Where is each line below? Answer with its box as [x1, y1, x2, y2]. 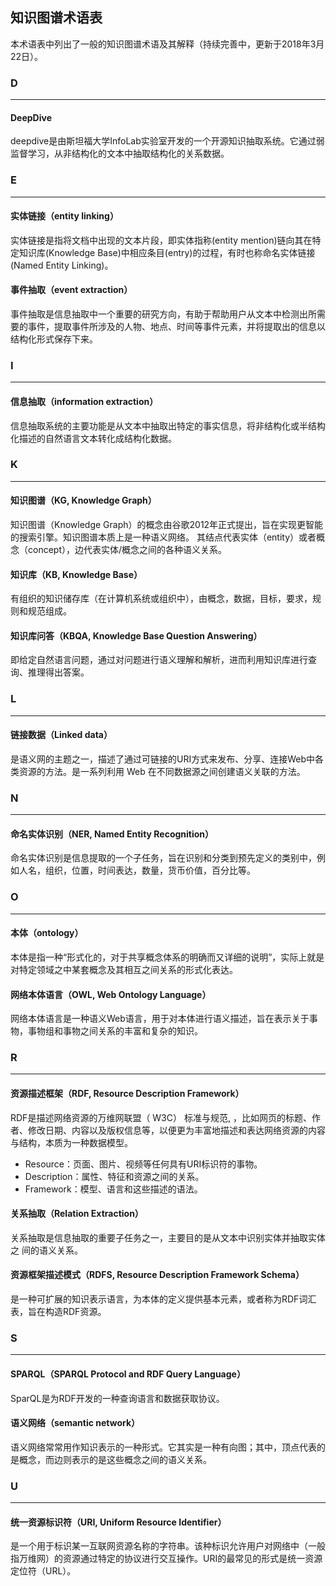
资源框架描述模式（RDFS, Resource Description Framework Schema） [10, 1269, 305, 1281]
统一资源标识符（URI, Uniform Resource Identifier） [10, 1516, 227, 1528]
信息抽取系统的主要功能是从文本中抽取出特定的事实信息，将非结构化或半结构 [10, 419, 326, 432]
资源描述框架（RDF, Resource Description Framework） [10, 1088, 245, 1100]
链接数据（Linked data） [10, 729, 113, 741]
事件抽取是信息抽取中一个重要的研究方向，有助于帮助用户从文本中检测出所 [10, 308, 317, 320]
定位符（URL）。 [10, 1565, 77, 1577]
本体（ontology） [10, 927, 84, 939]
